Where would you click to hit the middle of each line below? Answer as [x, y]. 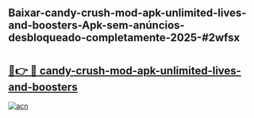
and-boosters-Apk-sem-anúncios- [96, 26]
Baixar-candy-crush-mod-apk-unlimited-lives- [127, 13]
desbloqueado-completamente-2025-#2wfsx [124, 38]
